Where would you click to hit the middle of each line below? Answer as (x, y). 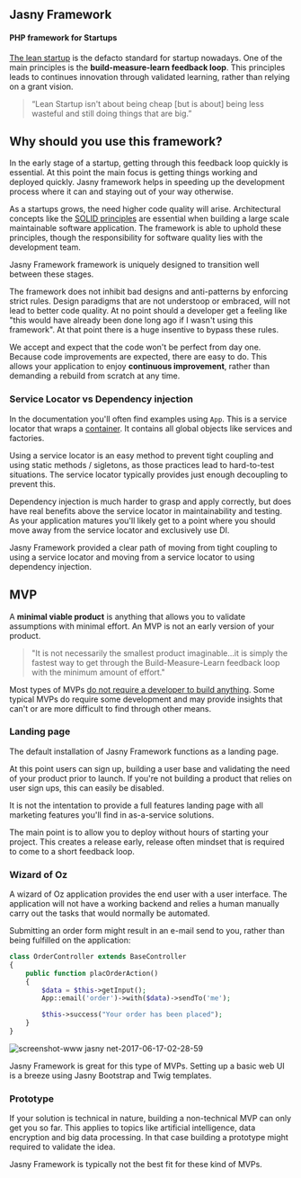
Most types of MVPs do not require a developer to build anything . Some (142, 689)
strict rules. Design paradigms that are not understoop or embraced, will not (150, 301)
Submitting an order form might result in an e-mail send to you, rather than (147, 931)
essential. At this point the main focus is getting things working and (133, 173)
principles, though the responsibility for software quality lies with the (136, 238)
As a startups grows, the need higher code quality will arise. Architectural (145, 209)
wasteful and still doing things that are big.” (111, 113)
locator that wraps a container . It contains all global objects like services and (151, 428)
